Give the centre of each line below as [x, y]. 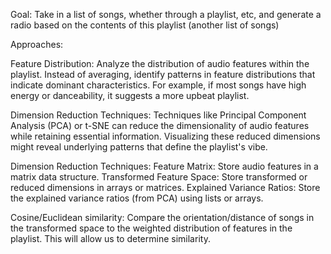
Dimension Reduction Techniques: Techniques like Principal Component [158, 115]
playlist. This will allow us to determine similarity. [110, 238]
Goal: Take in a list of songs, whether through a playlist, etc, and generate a [166, 14]
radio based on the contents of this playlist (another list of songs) [145, 25]
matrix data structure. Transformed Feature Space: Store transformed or [159, 177]
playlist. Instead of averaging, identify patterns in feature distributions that [163, 74]
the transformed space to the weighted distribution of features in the [151, 228]
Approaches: [37, 44]
